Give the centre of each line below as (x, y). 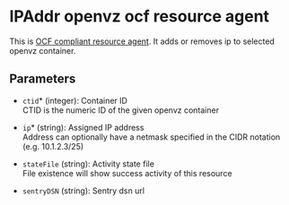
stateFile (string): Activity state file (88, 164)
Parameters (43, 79)
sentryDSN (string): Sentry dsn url (83, 191)
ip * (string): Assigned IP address (83, 127)
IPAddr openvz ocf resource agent (140, 17)
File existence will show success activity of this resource (127, 173)
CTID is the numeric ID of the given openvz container (121, 110)
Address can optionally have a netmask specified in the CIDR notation (151, 137)
